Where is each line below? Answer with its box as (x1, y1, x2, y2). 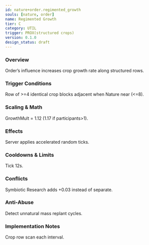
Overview (5, 56, 29, 63)
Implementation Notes (5, 223, 61, 230)
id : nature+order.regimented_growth (5, 7, 81, 12)
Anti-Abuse (5, 199, 34, 206)
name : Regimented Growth (5, 16, 57, 21)
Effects (5, 128, 23, 135)
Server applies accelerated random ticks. (5, 139, 89, 145)
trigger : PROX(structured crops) (5, 30, 74, 35)
